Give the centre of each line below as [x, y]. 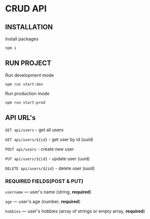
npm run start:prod [25, 102]
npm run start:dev [24, 84]
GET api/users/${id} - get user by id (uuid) [49, 139]
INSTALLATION [29, 27]
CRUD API [26, 9]
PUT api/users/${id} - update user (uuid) [47, 158]
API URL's [20, 118]
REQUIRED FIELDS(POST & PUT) [44, 181]
